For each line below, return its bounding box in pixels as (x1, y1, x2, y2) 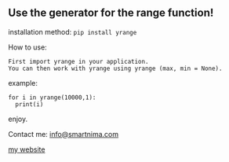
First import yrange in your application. (8, 57, 149, 65)
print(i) (15, 100, 44, 109)
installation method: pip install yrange (8, 27, 137, 36)
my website (8, 145, 45, 154)
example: (8, 78, 38, 87)
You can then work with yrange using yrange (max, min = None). (8, 64, 223, 72)
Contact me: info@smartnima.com (8, 129, 119, 138)
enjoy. (8, 114, 28, 123)
